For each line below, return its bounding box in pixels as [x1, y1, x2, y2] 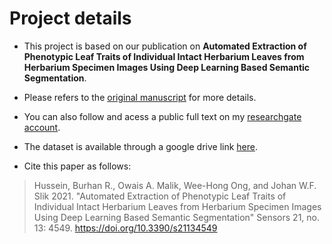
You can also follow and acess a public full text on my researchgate [23, 110, 302, 122]
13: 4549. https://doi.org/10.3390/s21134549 [33, 222, 218, 234]
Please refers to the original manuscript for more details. [23, 91, 257, 103]
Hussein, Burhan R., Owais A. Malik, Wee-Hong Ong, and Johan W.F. [33, 179, 317, 191]
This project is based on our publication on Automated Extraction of [23, 40, 307, 52]
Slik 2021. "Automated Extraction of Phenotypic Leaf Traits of [33, 190, 287, 202]
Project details [9, 7, 132, 30]
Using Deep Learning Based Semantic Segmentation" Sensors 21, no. [33, 211, 321, 223]
